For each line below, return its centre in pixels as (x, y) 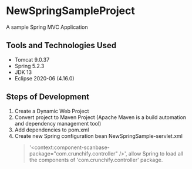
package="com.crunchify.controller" (74, 153)
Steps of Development (48, 97)
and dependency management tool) (58, 123)
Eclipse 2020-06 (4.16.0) (44, 78)
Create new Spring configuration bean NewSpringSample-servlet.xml (99, 136)
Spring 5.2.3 (29, 66)
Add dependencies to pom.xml (52, 130)
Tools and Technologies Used (61, 45)
